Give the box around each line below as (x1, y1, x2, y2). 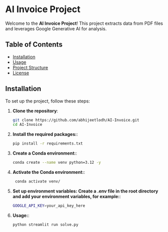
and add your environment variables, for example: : (12, 193, 121, 199)
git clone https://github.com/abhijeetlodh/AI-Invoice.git (12, 117, 140, 122)
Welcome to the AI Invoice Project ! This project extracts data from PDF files (5, 20, 163, 26)
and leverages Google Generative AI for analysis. (5, 25, 107, 31)
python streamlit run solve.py (12, 222, 79, 227)
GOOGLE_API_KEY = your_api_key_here (12, 203, 85, 208)
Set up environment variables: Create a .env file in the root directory (12, 188, 158, 194)
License (12, 70, 29, 76)
